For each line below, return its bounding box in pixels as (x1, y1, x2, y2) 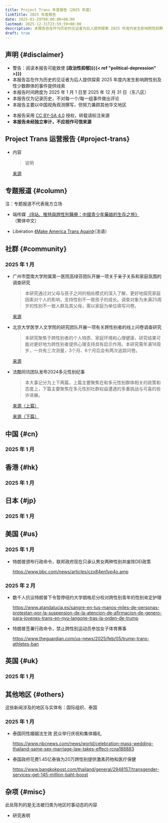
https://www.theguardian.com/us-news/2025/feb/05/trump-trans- (12, 635, 149, 642)
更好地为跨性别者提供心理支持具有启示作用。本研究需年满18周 (33, 341, 161, 347)
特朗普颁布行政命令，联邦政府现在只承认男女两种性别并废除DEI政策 (12, 559, 151, 565)
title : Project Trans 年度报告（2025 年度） (5, 7, 93, 13)
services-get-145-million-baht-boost (12, 772, 88, 778)
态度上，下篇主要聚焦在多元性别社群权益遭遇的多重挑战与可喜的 (24, 386, 156, 392)
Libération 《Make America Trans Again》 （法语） (12, 228, 109, 234)
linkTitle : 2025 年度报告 (5, 12, 56, 17)
